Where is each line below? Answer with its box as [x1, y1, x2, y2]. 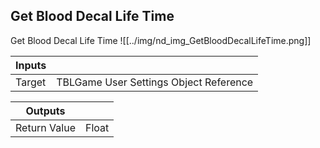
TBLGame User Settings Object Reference [56, 75, 254, 89]
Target [15, 75, 47, 89]
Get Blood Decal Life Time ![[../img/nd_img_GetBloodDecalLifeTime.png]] [10, 34, 312, 46]
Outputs [25, 104, 66, 118]
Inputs [15, 58, 47, 72]
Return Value [15, 120, 76, 134]
